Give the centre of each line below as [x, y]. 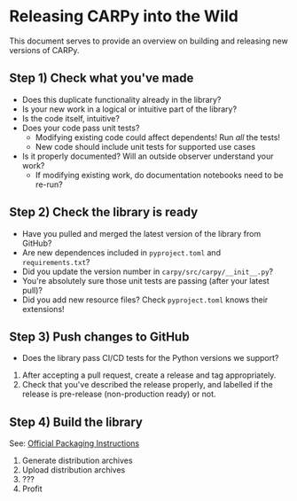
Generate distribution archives [77, 461]
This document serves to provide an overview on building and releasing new [148, 41]
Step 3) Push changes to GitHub [99, 337]
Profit [32, 489]
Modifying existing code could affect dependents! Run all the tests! [158, 137]
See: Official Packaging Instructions [74, 443]
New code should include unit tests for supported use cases [145, 146]
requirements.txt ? [56, 262]
